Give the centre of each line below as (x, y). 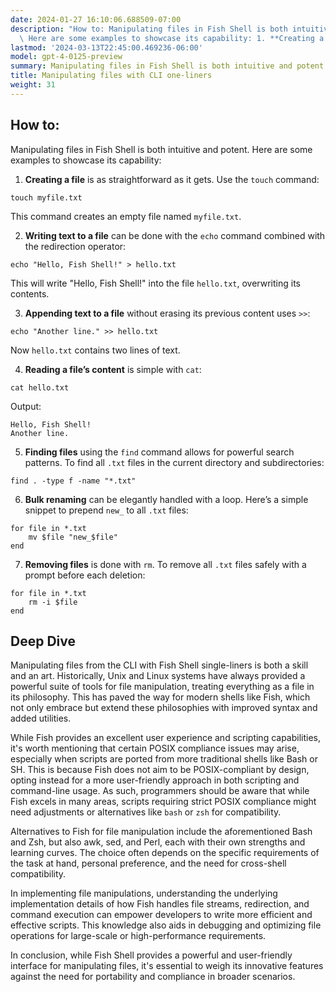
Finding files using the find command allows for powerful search (159, 452)
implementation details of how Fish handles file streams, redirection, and (160, 904)
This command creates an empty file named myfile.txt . (126, 216)
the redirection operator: (75, 246)
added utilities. (41, 718)
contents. (30, 293)
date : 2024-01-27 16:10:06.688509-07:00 (96, 19)
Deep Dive (43, 641)
